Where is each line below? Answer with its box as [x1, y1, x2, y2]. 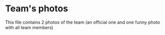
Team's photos [5, 3, 68, 14]
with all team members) [5, 24, 54, 30]
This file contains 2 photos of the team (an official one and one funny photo [5, 19, 161, 25]
